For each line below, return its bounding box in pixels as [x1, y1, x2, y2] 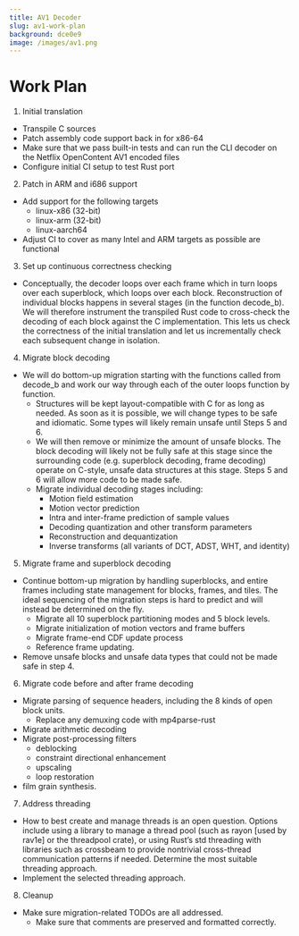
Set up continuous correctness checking [21, 261, 172, 272]
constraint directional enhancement [35, 753, 167, 763]
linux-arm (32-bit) [35, 215, 102, 226]
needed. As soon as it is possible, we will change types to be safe [35, 408, 278, 418]
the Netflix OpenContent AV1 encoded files [21, 152, 180, 163]
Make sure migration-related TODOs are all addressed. [21, 907, 224, 918]
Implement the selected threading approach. [21, 873, 186, 883]
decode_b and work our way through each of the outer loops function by [21, 379, 290, 390]
